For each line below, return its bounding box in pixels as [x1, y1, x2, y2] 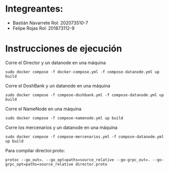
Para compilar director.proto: [5, 147, 65, 153]
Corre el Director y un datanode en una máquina [5, 59, 106, 66]
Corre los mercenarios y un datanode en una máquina [5, 124, 118, 131]
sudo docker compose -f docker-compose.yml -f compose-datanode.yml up [5, 69, 159, 74]
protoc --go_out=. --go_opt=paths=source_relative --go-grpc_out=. [5, 157, 151, 162]
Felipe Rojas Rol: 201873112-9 [12, 25, 75, 31]
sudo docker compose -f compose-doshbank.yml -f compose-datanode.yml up [5, 92, 164, 98]
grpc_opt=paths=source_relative [5, 161, 73, 167]
